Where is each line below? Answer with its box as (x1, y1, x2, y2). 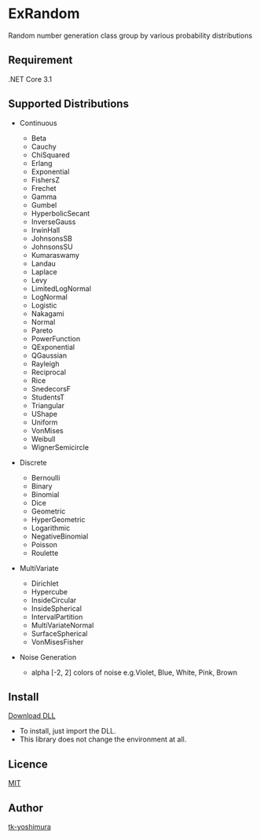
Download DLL (8, 711, 57, 720)
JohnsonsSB (31, 234, 73, 243)
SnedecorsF (31, 384, 71, 393)
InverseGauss (31, 217, 76, 226)
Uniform (31, 418, 58, 427)
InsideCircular (31, 595, 77, 605)
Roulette (31, 548, 59, 557)
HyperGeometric (31, 514, 86, 524)
